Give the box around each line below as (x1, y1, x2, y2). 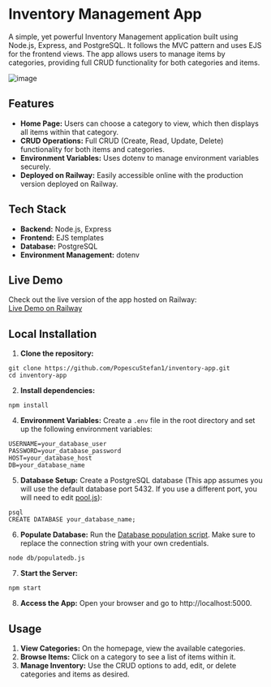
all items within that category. (19, 127, 119, 136)
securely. (19, 162, 51, 171)
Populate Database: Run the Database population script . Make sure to (19, 529, 256, 540)
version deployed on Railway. (19, 179, 118, 188)
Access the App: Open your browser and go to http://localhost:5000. (19, 598, 252, 608)
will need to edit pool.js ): (19, 493, 103, 503)
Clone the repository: (19, 348, 94, 358)
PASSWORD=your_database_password (8, 447, 122, 456)
